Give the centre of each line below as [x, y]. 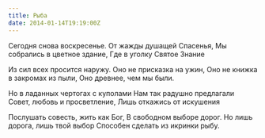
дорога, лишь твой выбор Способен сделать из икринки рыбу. [114, 125]
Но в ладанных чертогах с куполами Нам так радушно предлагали [121, 93]
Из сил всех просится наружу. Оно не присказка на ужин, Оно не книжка [133, 69]
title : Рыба [28, 15]
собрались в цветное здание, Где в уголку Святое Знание [107, 54]
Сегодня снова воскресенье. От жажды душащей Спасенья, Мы [117, 45]
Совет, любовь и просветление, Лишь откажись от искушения [114, 102]
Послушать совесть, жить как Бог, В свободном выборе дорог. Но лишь [131, 117]
